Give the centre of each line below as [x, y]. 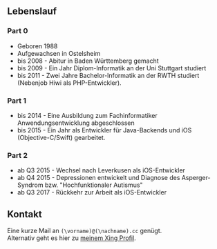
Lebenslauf [32, 11]
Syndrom [30, 185]
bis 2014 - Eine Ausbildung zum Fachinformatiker [87, 115]
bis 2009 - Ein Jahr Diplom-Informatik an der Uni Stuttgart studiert [112, 68]
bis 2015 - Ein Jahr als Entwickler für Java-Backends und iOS [104, 130]
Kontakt [25, 214]
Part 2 [18, 155]
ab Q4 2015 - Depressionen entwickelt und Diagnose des [98, 178]
